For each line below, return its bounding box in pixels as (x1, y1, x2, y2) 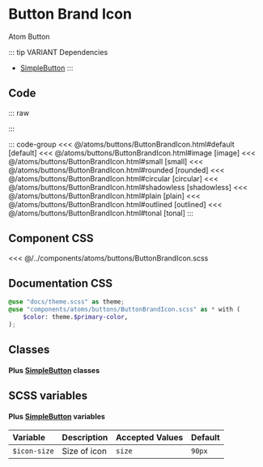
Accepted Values (116, 432, 184, 444)
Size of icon (62, 446, 108, 457)
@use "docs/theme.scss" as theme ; (8, 298, 125, 306)
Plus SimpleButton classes (8, 365, 100, 375)
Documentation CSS (8, 276, 113, 290)
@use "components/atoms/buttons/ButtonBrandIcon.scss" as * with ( (8, 305, 241, 314)
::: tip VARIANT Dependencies (8, 47, 108, 57)
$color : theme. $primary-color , (23, 313, 129, 321)
